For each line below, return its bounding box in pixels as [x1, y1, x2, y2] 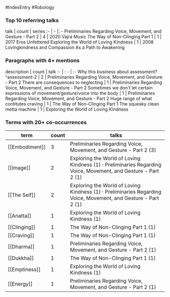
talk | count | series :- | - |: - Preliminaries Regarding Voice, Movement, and [5, 28, 162, 34]
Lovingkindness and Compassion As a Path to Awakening [5, 44, 125, 51]
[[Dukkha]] [8, 255, 34, 262]
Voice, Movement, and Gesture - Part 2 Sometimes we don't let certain [5, 84, 153, 90]
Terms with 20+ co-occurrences [5, 119, 87, 126]
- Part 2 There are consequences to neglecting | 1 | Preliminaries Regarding [5, 79, 162, 85]
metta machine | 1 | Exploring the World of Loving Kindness [5, 106, 129, 112]
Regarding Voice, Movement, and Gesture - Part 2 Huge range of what [5, 95, 152, 102]
